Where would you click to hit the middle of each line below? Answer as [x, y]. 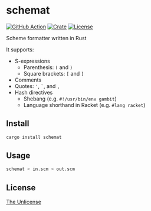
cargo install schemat [34, 137]
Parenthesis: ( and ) [48, 67]
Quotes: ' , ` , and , [37, 86]
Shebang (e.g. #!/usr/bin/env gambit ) [70, 99]
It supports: [20, 49]
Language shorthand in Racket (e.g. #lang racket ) [84, 105]
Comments [28, 80]
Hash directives [34, 92]
